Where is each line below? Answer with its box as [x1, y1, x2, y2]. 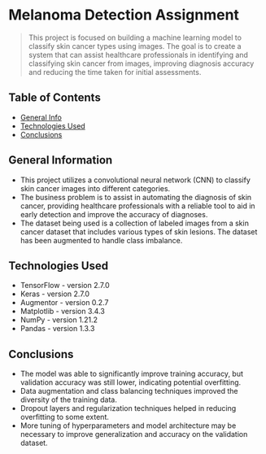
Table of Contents [8, 91, 102, 105]
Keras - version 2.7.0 [20, 289, 90, 299]
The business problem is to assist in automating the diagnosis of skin [20, 192, 252, 202]
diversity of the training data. [20, 395, 118, 404]
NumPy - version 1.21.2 [20, 315, 98, 325]
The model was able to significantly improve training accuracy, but [20, 369, 244, 379]
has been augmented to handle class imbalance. [20, 235, 183, 245]
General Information [8, 153, 113, 168]
